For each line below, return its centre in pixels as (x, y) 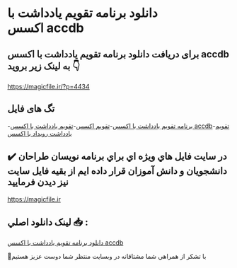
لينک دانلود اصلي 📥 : (48, 222)
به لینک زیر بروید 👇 (44, 66)
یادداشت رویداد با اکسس (40, 133)
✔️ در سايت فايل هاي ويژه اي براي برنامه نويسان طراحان (117, 157)
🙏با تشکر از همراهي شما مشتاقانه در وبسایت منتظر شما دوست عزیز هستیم (107, 257)
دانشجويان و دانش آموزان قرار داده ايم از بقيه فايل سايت (117, 171)
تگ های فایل (31, 109)
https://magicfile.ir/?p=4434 (48, 87)
